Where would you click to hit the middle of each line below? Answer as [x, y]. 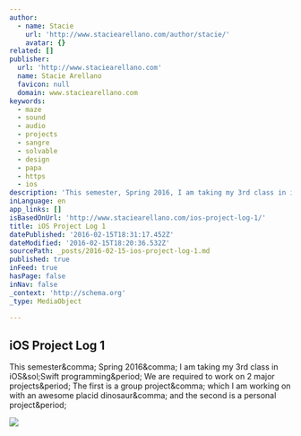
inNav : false [34, 284]
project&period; [38, 405]
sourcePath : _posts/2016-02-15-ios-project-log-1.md [110, 251]
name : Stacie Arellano [60, 76]
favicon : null [43, 84]
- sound [32, 118]
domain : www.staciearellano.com [78, 92]
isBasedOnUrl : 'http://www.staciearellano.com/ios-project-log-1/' [138, 218]
